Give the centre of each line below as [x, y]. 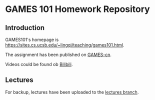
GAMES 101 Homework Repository [77, 9]
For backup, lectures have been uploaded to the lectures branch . [72, 92]
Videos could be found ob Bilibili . [39, 64]
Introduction [25, 28]
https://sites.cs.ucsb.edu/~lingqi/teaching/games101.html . [65, 45]
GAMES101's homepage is [32, 39]
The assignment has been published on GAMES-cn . [58, 54]
